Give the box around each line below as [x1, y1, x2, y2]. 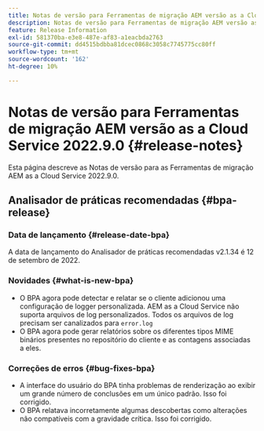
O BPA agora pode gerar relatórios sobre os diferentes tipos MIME [19, 327, 234, 336]
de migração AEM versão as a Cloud [8, 119, 249, 137]
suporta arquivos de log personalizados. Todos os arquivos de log [19, 309, 234, 319]
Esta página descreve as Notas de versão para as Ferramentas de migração [8, 163, 254, 172]
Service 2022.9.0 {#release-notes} [8, 137, 244, 154]
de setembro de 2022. [8, 256, 81, 265]
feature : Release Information [8, 26, 108, 34]
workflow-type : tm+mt [8, 48, 79, 56]
